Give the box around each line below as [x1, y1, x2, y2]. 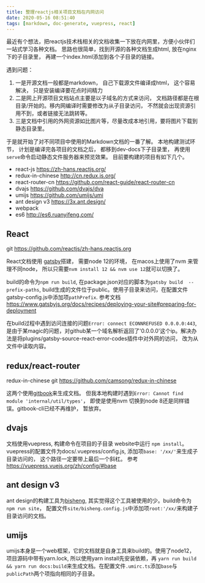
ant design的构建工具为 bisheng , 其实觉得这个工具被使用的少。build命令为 [6, 497, 192, 504]
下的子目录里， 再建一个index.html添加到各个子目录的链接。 [6, 53, 158, 61]
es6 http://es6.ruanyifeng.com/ [15, 211, 94, 218]
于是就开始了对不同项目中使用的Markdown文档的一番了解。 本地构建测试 [6, 138, 190, 146]
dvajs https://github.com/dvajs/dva [15, 185, 104, 193]
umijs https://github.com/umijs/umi [15, 191, 104, 199]
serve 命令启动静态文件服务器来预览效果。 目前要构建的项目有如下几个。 [6, 154, 188, 161]
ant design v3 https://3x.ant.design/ [15, 198, 106, 206]
